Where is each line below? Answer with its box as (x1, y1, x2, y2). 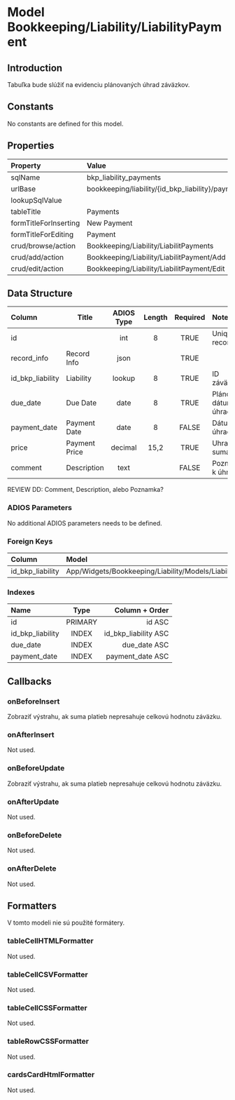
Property (10, 161, 41, 170)
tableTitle (10, 206, 41, 216)
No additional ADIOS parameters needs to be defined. (7, 518, 162, 527)
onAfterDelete (7, 864, 57, 873)
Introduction (7, 62, 63, 74)
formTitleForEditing (10, 229, 74, 239)
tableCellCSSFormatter (7, 1002, 87, 1012)
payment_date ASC (106, 652, 169, 662)
